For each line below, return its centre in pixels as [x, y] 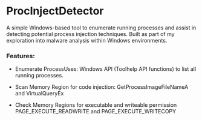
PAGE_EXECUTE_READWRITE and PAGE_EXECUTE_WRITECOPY [96, 112]
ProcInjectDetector [55, 11]
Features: [21, 56]
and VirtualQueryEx [39, 94]
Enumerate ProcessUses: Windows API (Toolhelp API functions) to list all [106, 69]
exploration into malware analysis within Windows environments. [87, 40]
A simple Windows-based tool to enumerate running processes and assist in [101, 28]
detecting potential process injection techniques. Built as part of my [90, 34]
